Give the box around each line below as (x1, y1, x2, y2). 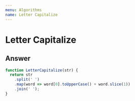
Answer (5, 54, 31, 63)
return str (10, 72, 33, 78)
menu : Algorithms (5, 7, 42, 13)
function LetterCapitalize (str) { (5, 68, 79, 73)
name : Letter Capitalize (5, 12, 58, 17)
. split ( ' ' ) (14, 77, 40, 82)
